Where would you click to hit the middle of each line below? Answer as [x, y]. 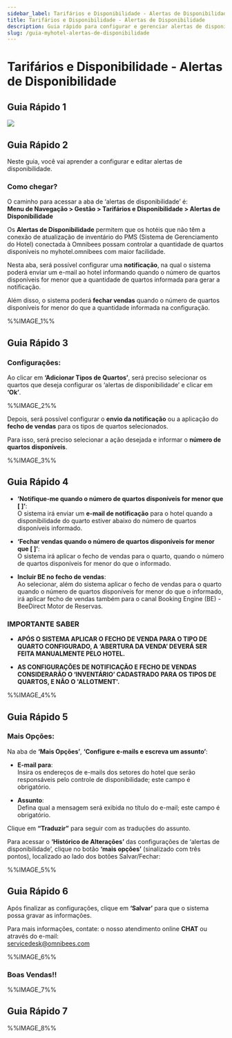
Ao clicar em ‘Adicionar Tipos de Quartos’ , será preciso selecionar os [107, 378]
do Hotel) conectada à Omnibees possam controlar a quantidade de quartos [116, 244]
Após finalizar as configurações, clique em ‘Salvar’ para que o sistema [108, 908]
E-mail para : [35, 765]
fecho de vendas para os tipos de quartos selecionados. [88, 427]
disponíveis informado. [50, 528]
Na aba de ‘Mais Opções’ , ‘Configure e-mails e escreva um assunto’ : [108, 751]
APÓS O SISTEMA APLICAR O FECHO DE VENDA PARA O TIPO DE [112, 639]
